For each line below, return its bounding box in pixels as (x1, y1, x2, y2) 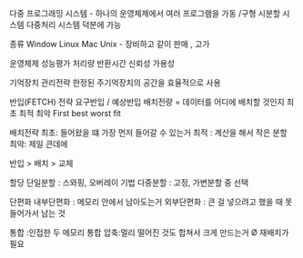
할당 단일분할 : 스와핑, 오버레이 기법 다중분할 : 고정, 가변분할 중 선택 (9, 177, 249, 188)
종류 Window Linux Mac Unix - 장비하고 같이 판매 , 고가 (9, 39, 210, 49)
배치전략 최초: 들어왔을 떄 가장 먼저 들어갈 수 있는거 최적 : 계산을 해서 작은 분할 (9, 127, 288, 138)
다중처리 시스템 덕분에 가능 (25, 19, 122, 30)
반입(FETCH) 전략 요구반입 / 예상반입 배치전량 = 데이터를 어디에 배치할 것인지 (9, 96, 285, 107)
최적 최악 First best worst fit (18, 108, 121, 118)
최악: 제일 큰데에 (9, 139, 68, 149)
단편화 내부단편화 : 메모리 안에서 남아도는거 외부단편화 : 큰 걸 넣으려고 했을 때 (9, 196, 284, 207)
